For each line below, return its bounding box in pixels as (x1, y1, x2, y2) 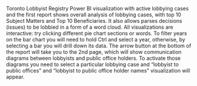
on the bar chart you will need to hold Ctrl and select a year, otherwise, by (6, 36, 185, 43)
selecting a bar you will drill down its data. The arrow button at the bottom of (6, 42, 192, 49)
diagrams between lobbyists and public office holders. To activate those (6, 55, 181, 61)
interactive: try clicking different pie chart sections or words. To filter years (6, 30, 187, 37)
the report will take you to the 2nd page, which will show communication (6, 49, 182, 55)
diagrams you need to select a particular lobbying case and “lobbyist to (6, 61, 179, 68)
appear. (6, 73, 25, 80)
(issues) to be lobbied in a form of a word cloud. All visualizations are (6, 23, 173, 30)
